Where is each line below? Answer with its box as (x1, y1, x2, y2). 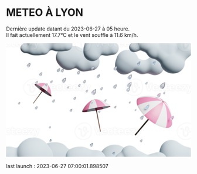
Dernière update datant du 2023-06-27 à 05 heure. (6, 25, 130, 32)
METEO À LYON (6, 6, 84, 19)
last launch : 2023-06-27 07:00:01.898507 (6, 163, 108, 170)
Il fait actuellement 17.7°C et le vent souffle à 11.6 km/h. (6, 31, 138, 38)
